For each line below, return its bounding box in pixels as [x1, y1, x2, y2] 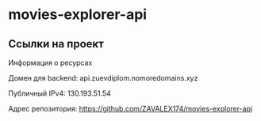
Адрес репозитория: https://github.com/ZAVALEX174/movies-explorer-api [8, 104, 252, 113]
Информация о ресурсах [8, 58, 93, 67]
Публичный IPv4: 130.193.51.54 [8, 89, 111, 98]
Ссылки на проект [8, 37, 105, 51]
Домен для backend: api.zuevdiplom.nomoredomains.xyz [8, 74, 198, 82]
